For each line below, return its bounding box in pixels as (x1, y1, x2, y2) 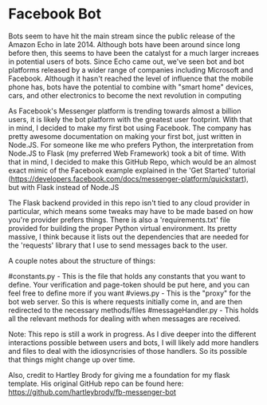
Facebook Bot (8, 5, 102, 23)
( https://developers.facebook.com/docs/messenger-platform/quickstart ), (8, 173, 249, 184)
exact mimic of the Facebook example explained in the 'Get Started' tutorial (8, 165, 256, 175)
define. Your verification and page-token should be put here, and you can (8, 280, 249, 289)
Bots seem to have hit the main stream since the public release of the (8, 31, 235, 41)
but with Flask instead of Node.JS (8, 182, 120, 192)
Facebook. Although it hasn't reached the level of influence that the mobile (8, 73, 253, 83)
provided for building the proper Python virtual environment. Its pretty (8, 223, 238, 232)
